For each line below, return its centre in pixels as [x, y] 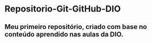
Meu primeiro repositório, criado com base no [76, 27]
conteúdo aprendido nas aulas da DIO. [64, 34]
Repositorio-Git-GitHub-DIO [63, 9]
